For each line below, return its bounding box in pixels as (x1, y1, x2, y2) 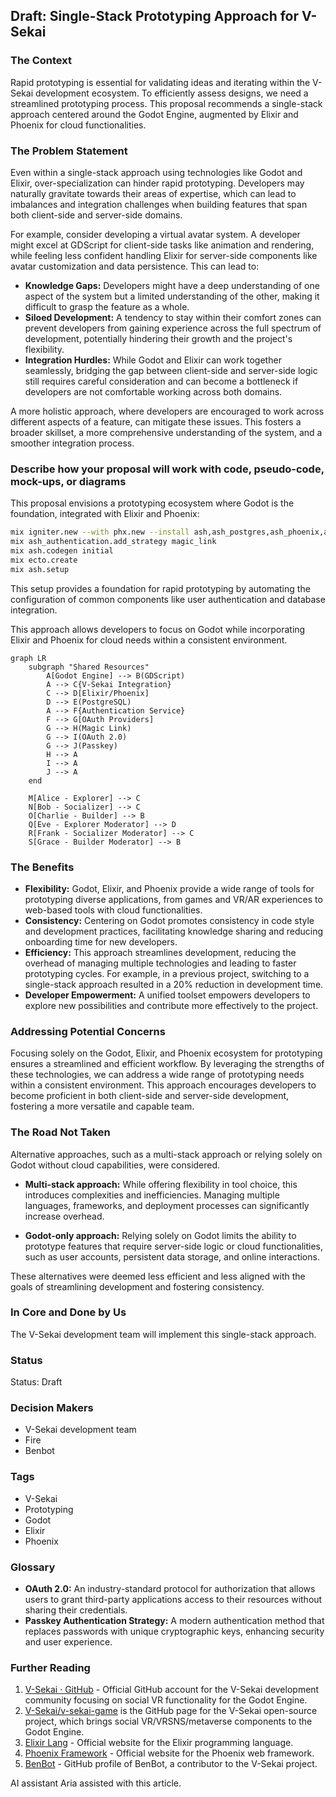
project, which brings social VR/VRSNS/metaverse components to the (24, 1715, 313, 1728)
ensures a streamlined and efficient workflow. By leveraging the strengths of (10, 1058, 325, 1070)
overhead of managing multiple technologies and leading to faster (24, 957, 297, 969)
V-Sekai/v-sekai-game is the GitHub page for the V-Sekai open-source (24, 1705, 318, 1717)
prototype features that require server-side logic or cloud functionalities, (24, 1240, 324, 1252)
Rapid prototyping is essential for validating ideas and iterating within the (10, 76, 311, 88)
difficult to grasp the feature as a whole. (24, 300, 190, 313)
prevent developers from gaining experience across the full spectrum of (24, 322, 322, 334)
